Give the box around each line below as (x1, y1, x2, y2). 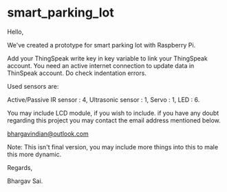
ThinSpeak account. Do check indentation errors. (7, 69, 147, 77)
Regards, (7, 163, 33, 171)
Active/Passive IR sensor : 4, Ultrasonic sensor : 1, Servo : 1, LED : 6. (7, 95, 200, 104)
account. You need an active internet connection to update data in (7, 61, 195, 70)
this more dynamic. (7, 150, 62, 158)
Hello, (7, 28, 24, 36)
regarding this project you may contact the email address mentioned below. (7, 116, 221, 125)
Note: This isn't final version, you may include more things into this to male (7, 142, 219, 151)
